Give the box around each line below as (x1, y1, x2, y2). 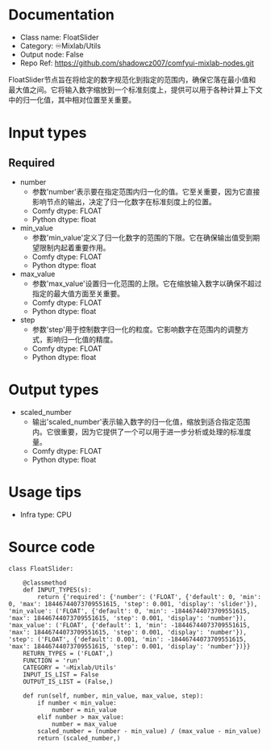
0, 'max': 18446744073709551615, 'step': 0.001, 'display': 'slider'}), (8, 600, 258, 608)
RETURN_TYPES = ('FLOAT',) (23, 649, 114, 657)
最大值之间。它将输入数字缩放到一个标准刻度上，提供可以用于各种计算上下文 (8, 85, 263, 94)
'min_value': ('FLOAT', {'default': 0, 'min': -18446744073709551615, (8, 607, 251, 615)
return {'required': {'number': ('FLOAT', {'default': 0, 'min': (37, 593, 262, 601)
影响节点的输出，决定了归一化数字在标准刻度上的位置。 (31, 196, 216, 207)
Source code (8, 538, 95, 556)
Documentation (8, 6, 115, 24)
